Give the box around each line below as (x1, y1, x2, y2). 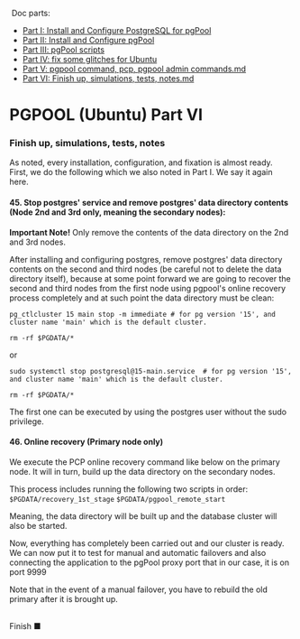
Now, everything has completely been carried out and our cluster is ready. (9, 537, 285, 549)
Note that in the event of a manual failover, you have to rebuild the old (9, 584, 268, 595)
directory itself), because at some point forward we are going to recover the (9, 273, 291, 283)
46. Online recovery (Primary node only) (9, 437, 164, 448)
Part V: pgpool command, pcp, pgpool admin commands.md (22, 63, 246, 74)
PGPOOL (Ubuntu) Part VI (9, 105, 203, 125)
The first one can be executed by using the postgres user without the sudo (9, 406, 286, 417)
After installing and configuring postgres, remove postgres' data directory (9, 254, 283, 264)
